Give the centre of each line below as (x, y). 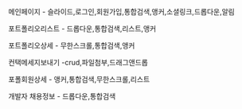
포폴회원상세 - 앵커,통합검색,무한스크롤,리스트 (79, 79)
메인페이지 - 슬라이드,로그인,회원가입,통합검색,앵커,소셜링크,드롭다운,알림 (121, 12)
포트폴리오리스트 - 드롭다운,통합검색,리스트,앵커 (82, 29)
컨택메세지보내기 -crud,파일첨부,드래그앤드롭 (78, 62)
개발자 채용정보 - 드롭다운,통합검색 (62, 96)
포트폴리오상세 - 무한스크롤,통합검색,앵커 (72, 45)
